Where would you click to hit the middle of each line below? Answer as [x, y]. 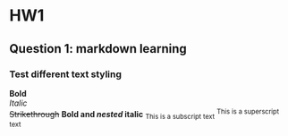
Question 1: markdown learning [98, 49]
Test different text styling [66, 74]
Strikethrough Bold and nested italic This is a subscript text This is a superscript [144, 114]
